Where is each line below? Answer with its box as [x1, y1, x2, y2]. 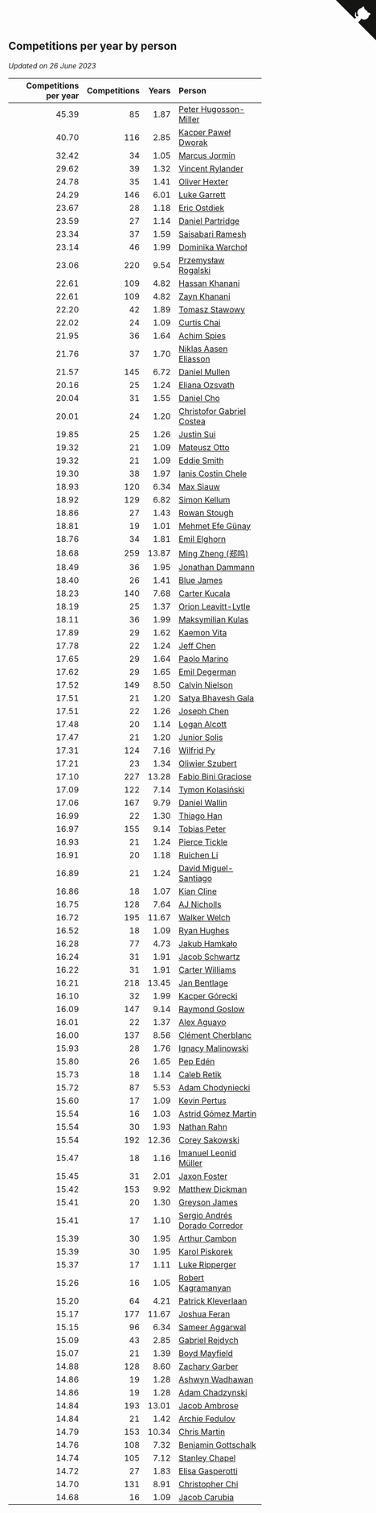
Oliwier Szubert [178, 758, 237, 769]
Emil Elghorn [178, 533, 227, 544]
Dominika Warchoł [178, 242, 247, 253]
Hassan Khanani [178, 278, 240, 289]
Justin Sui [178, 428, 216, 440]
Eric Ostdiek [178, 202, 225, 213]
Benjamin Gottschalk [178, 1439, 257, 1450]
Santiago [178, 872, 213, 883]
